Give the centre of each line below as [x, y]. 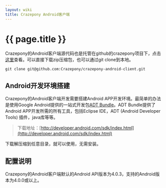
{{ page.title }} [36, 39]
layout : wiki [19, 10]
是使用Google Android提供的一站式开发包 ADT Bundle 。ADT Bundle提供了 [80, 105]
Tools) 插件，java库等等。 [32, 117]
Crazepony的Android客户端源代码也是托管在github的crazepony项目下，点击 [83, 53]
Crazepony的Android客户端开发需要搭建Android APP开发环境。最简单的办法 [83, 99]
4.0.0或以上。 [28, 181]
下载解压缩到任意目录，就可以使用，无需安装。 [53, 144]
